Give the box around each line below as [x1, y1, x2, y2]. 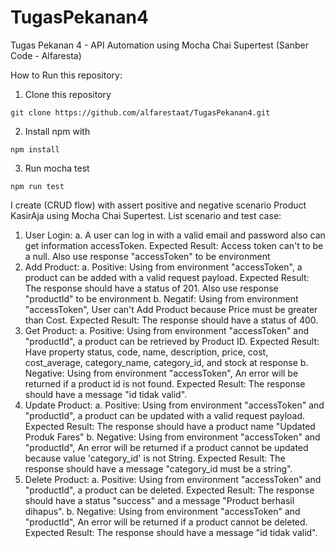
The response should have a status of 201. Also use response [24, 282, 279, 294]
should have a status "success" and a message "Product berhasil [24, 494, 295, 506]
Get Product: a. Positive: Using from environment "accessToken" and [24, 324, 310, 336]
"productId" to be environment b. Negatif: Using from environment [24, 292, 299, 305]
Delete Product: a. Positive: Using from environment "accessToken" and [24, 473, 322, 485]
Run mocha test [24, 162, 90, 174]
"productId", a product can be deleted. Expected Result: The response [24, 484, 315, 496]
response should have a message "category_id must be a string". [24, 462, 293, 475]
